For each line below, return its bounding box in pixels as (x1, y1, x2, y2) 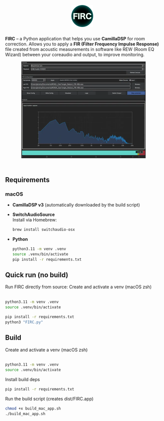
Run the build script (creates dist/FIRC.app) (5, 396, 94, 402)
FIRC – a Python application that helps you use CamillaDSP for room (5, 36, 145, 42)
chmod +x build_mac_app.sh (5, 406, 61, 411)
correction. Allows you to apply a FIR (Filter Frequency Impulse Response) (5, 41, 159, 47)
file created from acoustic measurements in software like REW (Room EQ (5, 46, 155, 52)
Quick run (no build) (5, 270, 69, 279)
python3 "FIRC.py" (5, 319, 43, 325)
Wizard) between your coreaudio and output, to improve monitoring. (5, 52, 145, 58)
